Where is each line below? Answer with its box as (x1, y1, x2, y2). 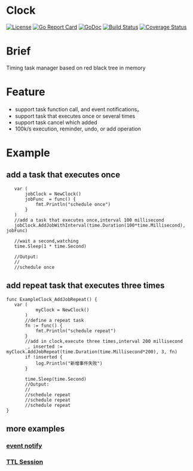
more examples (6, 424, 65, 434)
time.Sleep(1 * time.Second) (14, 243, 87, 249)
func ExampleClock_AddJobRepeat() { (6, 296, 97, 302)
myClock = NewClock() (35, 306, 90, 313)
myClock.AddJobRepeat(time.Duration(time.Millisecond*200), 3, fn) (6, 348, 178, 355)
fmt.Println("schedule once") (35, 201, 111, 207)
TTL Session (6, 457, 44, 466)
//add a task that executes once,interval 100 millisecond (14, 217, 164, 223)
